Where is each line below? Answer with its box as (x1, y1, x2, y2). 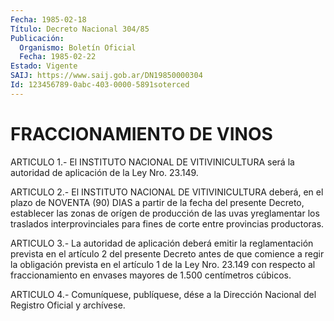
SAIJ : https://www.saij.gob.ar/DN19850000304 (10, 71, 203, 81)
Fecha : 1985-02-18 (10, 14, 87, 25)
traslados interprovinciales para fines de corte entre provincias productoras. (10, 217, 325, 230)
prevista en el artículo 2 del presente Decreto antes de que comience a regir (10, 247, 325, 260)
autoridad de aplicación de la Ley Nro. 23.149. (10, 166, 199, 178)
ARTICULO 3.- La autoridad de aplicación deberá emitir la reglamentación (10, 237, 314, 249)
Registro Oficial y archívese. (10, 299, 126, 311)
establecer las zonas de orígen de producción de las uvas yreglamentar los (10, 207, 320, 219)
